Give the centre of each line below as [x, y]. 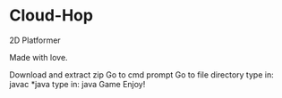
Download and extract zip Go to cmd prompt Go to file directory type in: [142, 74]
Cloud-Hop [51, 16]
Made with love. [39, 57]
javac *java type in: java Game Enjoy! [77, 84]
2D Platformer [35, 40]
